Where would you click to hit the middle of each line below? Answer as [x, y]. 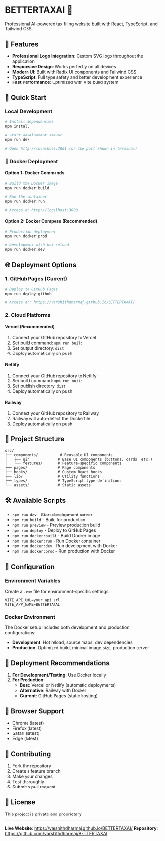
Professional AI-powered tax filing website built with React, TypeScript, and [82, 24]
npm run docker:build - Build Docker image [56, 536]
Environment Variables [33, 580]
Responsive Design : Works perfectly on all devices [64, 66]
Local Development [29, 111]
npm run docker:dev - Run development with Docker [65, 546]
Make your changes [32, 776]
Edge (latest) [25, 739]
